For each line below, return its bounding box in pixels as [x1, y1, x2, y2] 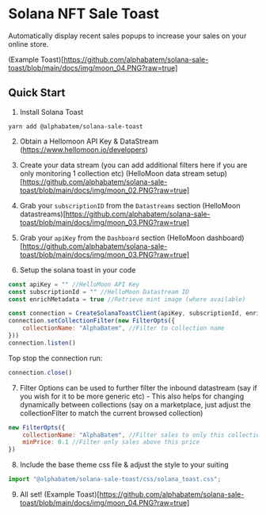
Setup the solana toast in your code [19, 265, 136, 274]
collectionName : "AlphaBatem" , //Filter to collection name [22, 324, 225, 333]
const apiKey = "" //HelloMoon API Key [8, 280, 140, 288]
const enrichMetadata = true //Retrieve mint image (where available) [8, 295, 246, 303]
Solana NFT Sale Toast [8, 5, 160, 23]
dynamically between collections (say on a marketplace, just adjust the [19, 399, 251, 409]
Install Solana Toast [19, 107, 84, 116]
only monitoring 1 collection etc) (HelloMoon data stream [19, 168, 205, 178]
